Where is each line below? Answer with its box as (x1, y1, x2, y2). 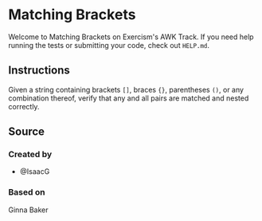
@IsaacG (19, 167, 50, 176)
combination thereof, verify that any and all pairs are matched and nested (8, 93, 249, 103)
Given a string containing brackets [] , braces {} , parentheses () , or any (8, 85, 244, 94)
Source (8, 125, 45, 139)
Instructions (8, 64, 70, 77)
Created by (8, 149, 53, 160)
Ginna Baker (8, 205, 49, 215)
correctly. (8, 101, 40, 111)
